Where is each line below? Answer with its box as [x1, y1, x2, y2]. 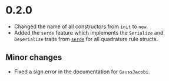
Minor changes [5, 52, 62, 62]
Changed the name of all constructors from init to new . [14, 23, 148, 30]
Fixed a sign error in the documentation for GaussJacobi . [14, 68, 150, 75]
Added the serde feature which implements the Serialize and [14, 29, 164, 36]
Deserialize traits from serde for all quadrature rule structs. [14, 35, 158, 42]
